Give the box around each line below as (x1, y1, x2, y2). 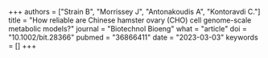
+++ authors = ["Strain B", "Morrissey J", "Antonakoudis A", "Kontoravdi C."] (8, 7, 261, 16)
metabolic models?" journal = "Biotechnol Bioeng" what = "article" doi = (8, 24, 247, 33)
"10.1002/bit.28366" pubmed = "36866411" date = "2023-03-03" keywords (8, 32, 259, 42)
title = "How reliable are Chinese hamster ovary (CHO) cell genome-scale (8, 15, 252, 25)
